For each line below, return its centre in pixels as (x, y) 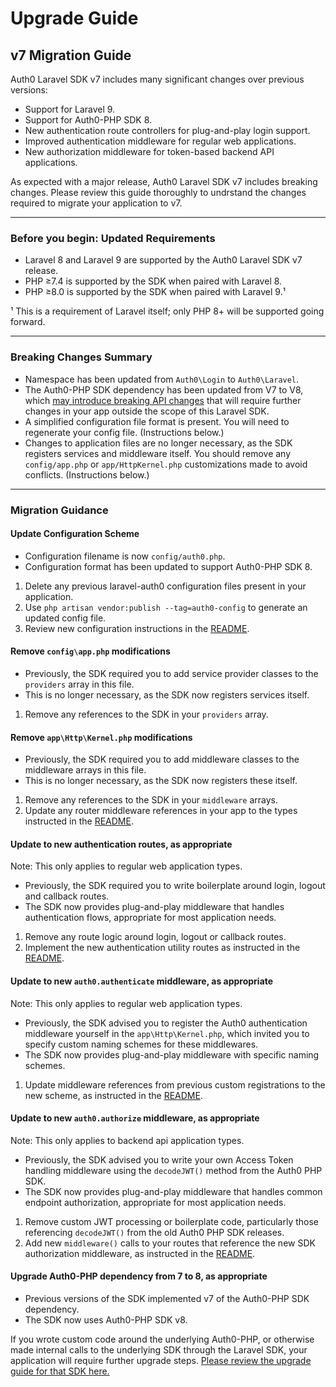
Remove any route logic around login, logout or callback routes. (155, 937)
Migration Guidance (59, 510)
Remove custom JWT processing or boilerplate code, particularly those (172, 1221)
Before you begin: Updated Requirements (113, 238)
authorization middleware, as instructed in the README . (140, 1253)
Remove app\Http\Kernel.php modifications (101, 737)
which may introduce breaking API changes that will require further (163, 400)
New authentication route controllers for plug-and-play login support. (167, 130)
